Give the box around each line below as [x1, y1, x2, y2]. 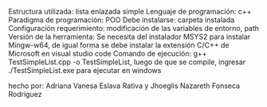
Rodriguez [8, 90, 42, 98]
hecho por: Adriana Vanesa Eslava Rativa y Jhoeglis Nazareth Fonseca [8, 81, 241, 90]
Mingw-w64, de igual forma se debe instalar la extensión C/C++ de [8, 40, 230, 50]
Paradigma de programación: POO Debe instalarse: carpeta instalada [8, 15, 235, 25]
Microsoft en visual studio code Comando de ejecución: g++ [8, 49, 207, 58]
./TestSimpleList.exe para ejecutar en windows [8, 66, 162, 75]
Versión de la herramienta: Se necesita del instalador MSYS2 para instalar [8, 32, 251, 41]
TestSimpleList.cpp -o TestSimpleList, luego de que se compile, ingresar [8, 57, 246, 67]
